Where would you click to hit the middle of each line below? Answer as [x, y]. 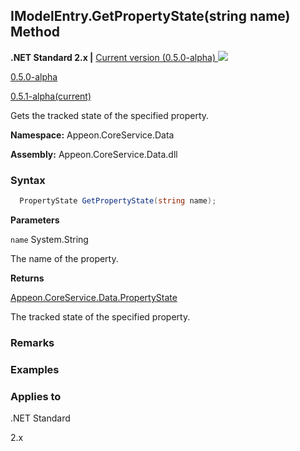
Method [35, 32]
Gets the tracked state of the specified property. [110, 115]
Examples [35, 369]
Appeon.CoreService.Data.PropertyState [94, 297]
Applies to [36, 396]
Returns [27, 278]
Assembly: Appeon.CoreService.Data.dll [94, 154]
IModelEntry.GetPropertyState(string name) [150, 16]
